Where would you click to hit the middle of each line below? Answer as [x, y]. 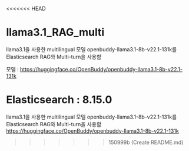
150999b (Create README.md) [146, 142]
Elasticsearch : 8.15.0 [59, 100]
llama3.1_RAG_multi [55, 32]
